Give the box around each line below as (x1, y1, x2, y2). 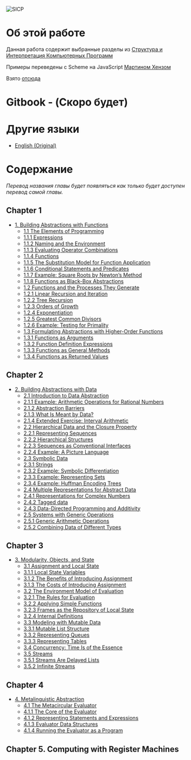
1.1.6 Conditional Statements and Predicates (23, 265, 129, 272)
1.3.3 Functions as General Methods (23, 346, 110, 353)
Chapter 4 (6, 680, 44, 690)
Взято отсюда (6, 74, 41, 82)
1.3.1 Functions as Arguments (23, 334, 94, 341)
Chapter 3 (6, 540, 44, 551)
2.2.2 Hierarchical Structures (23, 435, 93, 443)
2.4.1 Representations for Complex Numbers (23, 492, 130, 499)
